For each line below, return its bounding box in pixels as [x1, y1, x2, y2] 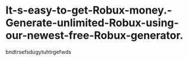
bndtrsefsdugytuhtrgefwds [5, 48, 72, 55]
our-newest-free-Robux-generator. [5, 29, 184, 42]
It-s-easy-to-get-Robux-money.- [5, 4, 172, 17]
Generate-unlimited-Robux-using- [5, 16, 179, 30]
